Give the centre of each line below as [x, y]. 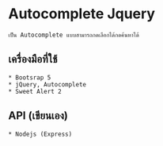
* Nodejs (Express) [40, 134]
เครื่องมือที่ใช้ [33, 59]
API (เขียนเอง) [38, 116]
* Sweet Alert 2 [35, 91]
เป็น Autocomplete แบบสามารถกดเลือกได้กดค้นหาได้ [74, 35]
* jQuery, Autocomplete [47, 84]
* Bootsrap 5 [30, 77]
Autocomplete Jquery [82, 14]
